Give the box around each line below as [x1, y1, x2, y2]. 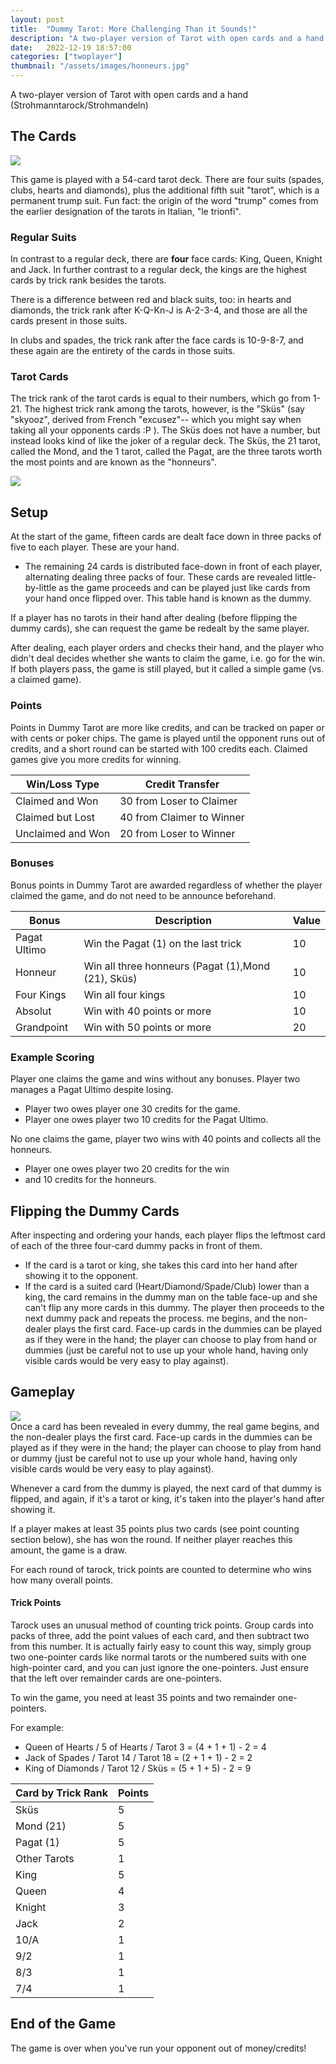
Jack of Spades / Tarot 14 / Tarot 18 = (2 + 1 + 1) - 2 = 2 [24, 1751, 253, 1763]
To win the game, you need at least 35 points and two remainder [10, 1691, 276, 1703]
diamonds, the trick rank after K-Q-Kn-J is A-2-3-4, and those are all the [10, 304, 308, 316]
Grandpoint [15, 1020, 69, 1034]
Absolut [15, 1004, 52, 1018]
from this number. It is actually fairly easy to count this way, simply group [10, 1640, 312, 1652]
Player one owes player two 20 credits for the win [24, 1163, 230, 1175]
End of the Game [10, 2016, 117, 2033]
